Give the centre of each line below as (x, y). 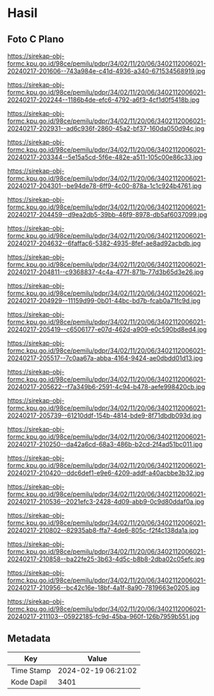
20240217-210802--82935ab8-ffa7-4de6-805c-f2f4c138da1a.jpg (103, 530)
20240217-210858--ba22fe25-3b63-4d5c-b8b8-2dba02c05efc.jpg (106, 559)
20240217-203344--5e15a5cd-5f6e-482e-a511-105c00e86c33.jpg (105, 157)
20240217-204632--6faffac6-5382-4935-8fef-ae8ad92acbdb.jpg (104, 243)
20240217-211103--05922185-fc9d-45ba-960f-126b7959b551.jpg (103, 617)
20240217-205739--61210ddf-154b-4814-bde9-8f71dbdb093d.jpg (105, 415)
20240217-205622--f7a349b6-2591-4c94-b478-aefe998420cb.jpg (106, 387)
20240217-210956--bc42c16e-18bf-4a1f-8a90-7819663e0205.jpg (103, 588)
